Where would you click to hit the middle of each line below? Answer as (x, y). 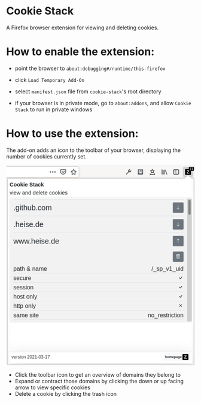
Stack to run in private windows (54, 109)
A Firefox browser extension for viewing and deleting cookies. (83, 28)
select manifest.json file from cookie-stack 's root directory (88, 91)
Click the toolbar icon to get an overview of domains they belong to (98, 374)
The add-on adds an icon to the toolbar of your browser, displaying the (94, 150)
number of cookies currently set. (46, 156)
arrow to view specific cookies (53, 387)
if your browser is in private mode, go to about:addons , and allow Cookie (103, 103)
